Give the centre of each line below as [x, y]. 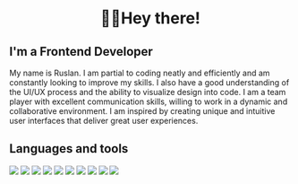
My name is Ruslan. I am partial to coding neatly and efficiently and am [140, 73]
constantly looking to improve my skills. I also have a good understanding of [149, 83]
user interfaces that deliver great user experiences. [104, 121]
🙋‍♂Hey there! [150, 18]
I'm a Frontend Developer [81, 52]
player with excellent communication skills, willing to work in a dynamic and [149, 101]
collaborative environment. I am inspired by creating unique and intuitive [142, 111]
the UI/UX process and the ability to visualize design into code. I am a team [148, 92]
